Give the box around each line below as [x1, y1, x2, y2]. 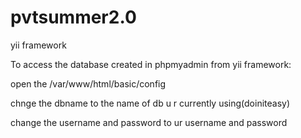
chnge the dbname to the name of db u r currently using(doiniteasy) [10, 97, 291, 109]
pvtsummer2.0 [10, 6, 137, 29]
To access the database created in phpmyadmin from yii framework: [10, 58, 292, 70]
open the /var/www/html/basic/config [10, 77, 167, 90]
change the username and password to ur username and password [10, 116, 288, 128]
